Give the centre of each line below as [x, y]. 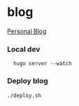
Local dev [24, 49]
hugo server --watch [43, 64]
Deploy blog [27, 81]
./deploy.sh [24, 95]
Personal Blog [27, 31]
